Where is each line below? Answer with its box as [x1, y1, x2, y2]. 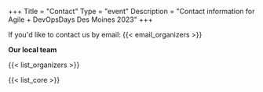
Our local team [8, 45, 57, 54]
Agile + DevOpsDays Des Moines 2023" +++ [8, 15, 153, 24]
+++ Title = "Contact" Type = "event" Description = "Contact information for [8, 7, 255, 16]
